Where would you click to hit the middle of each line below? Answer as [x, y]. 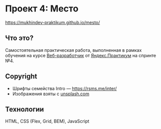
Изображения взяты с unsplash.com [51, 94]
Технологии [24, 109]
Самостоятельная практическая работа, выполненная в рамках [74, 50]
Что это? [19, 38]
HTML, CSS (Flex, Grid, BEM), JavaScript [47, 121]
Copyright [21, 76]
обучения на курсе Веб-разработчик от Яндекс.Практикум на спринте [80, 55]
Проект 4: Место [42, 9]
